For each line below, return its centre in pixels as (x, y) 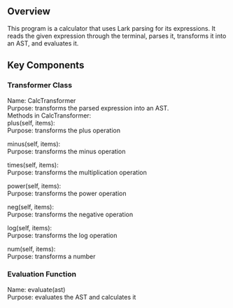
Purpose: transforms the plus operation (64, 130)
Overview (29, 12)
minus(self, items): (34, 143)
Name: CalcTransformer (42, 100)
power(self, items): (34, 185)
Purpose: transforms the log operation (62, 235)
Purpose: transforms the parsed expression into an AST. (88, 108)
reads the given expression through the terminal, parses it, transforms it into (117, 36)
